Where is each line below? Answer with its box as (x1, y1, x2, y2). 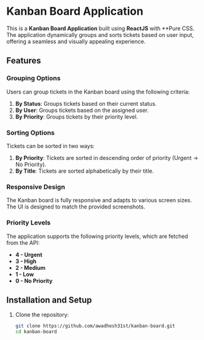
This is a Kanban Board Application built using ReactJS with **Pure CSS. (6, 25, 195, 32)
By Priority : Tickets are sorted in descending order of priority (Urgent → (15, 154, 198, 161)
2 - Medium (15, 264, 46, 271)
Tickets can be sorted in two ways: (6, 142, 95, 149)
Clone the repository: (15, 311, 69, 318)
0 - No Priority (15, 277, 53, 284)
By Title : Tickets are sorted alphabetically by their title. (15, 167, 154, 175)
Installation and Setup (6, 295, 92, 305)
